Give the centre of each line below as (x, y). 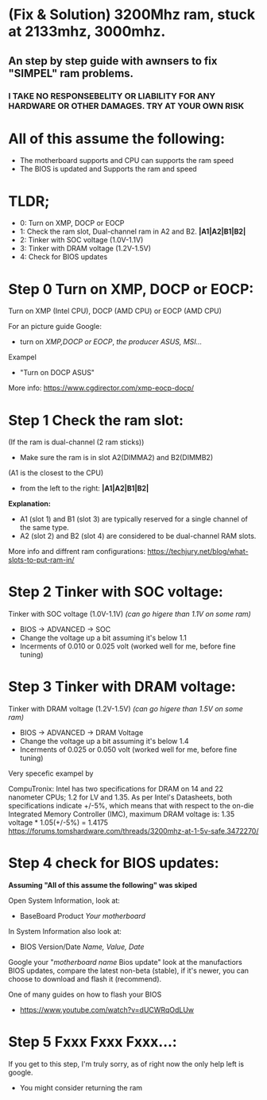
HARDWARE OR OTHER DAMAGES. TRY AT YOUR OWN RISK (126, 106)
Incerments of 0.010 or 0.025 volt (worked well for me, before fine (128, 646)
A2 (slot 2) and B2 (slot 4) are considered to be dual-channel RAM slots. (138, 536)
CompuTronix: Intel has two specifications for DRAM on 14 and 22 (116, 789)
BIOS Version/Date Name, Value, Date (82, 947)
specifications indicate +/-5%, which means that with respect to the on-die (131, 806)
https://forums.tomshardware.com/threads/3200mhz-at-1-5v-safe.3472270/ (133, 831)
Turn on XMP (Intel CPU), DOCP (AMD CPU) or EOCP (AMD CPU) (115, 311)
